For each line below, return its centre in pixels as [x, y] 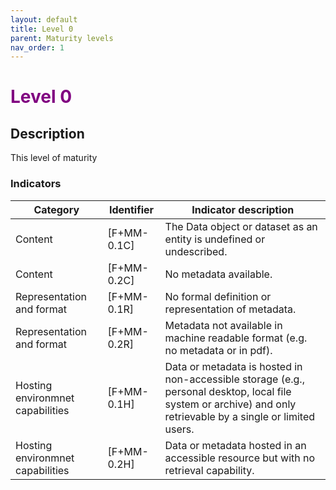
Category [56, 209]
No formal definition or [218, 296]
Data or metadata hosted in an [235, 445]
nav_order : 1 [37, 47]
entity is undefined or [215, 239]
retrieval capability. [209, 470]
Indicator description [243, 209]
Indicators [36, 184]
